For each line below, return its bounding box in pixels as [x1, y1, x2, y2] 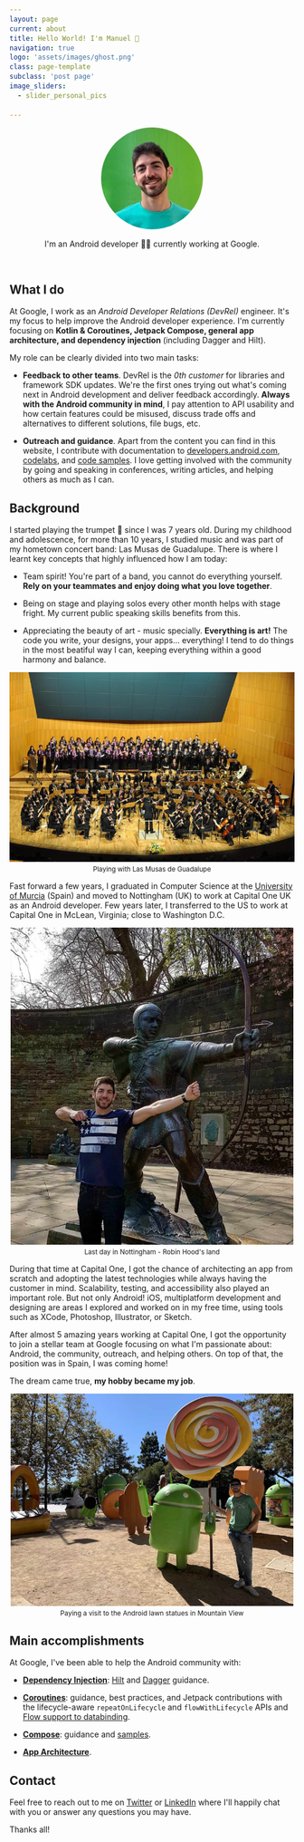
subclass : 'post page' [9, 72, 95, 82]
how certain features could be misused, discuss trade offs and [22, 409, 256, 420]
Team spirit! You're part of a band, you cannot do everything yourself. [22, 571, 283, 582]
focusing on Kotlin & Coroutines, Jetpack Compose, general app [9, 325, 255, 336]
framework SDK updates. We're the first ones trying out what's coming [22, 380, 287, 391]
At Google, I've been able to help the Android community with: [9, 1657, 242, 1668]
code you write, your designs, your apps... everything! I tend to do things [22, 635, 294, 646]
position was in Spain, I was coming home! [9, 1357, 169, 1368]
